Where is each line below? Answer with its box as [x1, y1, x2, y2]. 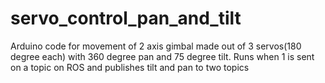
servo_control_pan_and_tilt [10, 7, 242, 30]
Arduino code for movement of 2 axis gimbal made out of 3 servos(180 [10, 40, 302, 52]
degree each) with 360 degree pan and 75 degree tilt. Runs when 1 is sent [10, 50, 315, 62]
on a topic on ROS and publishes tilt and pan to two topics [10, 61, 250, 73]
